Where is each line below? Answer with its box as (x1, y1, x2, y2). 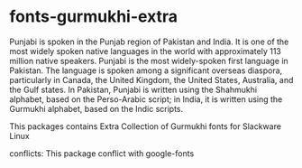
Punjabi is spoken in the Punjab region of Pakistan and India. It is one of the (9, 36, 289, 47)
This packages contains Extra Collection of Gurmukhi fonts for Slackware (9, 120, 282, 132)
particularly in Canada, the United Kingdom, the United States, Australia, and (9, 74, 294, 85)
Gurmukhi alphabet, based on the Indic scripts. (9, 103, 184, 114)
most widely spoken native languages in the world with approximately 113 (9, 45, 282, 56)
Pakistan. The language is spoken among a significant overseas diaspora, (9, 65, 283, 76)
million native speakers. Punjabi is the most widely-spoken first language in (9, 55, 288, 66)
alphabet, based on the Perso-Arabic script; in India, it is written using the (9, 93, 283, 105)
